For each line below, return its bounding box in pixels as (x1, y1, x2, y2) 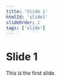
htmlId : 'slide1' (6, 14, 48, 20)
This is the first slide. (6, 70, 56, 77)
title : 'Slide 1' (6, 8, 48, 15)
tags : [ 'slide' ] (6, 25, 45, 31)
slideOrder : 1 (6, 19, 41, 25)
